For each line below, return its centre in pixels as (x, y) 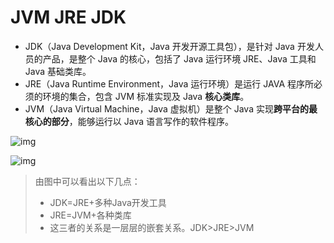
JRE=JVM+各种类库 (90, 215)
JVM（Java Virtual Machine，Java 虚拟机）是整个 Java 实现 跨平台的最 (171, 108)
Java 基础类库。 (58, 71)
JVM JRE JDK (68, 17)
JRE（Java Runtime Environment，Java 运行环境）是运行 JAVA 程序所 (169, 83)
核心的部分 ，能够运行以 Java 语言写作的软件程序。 (129, 121)
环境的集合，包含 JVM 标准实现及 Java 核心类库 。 (146, 96)
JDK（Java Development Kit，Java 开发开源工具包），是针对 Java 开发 (169, 46)
